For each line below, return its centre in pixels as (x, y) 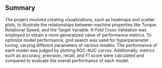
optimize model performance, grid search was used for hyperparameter (77, 40)
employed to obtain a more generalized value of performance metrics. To (78, 35)
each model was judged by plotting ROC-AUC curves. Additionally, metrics (80, 50)
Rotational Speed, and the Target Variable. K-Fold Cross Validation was (76, 30)
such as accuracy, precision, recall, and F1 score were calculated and (75, 55)
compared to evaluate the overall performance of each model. (67, 60)
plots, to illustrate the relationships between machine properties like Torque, (81, 25)
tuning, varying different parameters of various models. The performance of (81, 45)
